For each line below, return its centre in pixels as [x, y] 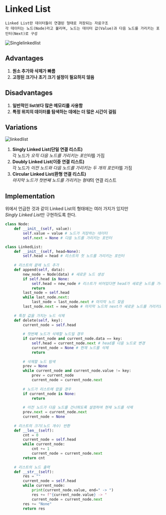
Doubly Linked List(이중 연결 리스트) [48, 162]
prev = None [35, 366]
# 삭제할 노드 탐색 [39, 361]
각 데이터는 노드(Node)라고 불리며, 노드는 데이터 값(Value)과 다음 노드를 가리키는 [80, 28]
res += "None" [37, 504]
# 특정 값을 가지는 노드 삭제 [39, 316]
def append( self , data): [40, 270]
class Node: [17, 224]
